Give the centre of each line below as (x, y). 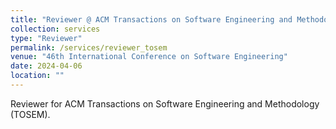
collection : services (55, 29)
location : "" (37, 76)
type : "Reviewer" (46, 38)
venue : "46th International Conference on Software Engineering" (149, 57)
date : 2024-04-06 (46, 66)
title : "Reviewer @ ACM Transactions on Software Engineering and (151, 19)
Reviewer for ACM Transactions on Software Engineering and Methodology (165, 103)
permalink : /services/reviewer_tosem (89, 47)
